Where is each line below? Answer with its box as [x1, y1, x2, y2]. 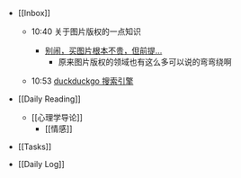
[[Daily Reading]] [17, 93, 81, 104]
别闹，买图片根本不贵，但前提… [44, 45, 163, 56]
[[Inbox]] [17, 8, 51, 18]
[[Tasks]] [17, 141, 52, 152]
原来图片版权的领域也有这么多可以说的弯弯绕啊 [58, 57, 232, 67]
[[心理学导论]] [31, 112, 84, 122]
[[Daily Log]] [17, 159, 65, 169]
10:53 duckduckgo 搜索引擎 [31, 76, 134, 86]
